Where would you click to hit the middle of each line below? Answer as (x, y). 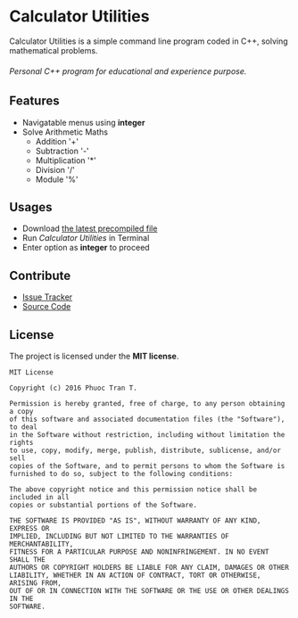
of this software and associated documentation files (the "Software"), (147, 419)
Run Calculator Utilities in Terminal (86, 238)
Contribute (40, 275)
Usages (31, 207)
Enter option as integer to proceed (86, 248)
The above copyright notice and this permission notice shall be (133, 490)
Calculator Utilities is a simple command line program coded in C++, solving (149, 41)
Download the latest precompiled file (90, 228)
